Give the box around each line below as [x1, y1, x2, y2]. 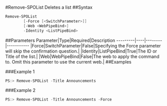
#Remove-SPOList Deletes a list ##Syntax [5, 5, 93, 10]
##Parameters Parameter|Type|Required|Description [5, 37, 115, 43]
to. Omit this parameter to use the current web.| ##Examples [5, 59, 132, 65]
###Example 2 [5, 87, 36, 93]
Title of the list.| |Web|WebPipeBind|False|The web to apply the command [5, 53, 159, 60]
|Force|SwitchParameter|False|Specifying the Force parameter [30, 42, 161, 48]
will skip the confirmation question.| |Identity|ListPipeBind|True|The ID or [5, 48, 157, 54]
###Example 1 [5, 68, 35, 75]
